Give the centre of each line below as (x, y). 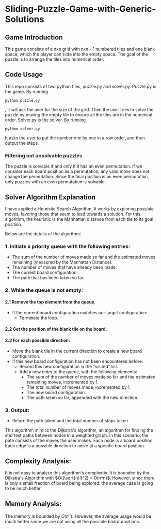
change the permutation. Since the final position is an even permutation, (77, 177)
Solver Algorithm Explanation (50, 197)
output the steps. (22, 143)
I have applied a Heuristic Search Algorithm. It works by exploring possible (80, 208)
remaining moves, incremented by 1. (63, 382)
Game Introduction (34, 37)
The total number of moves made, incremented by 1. (79, 387)
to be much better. (24, 489)
